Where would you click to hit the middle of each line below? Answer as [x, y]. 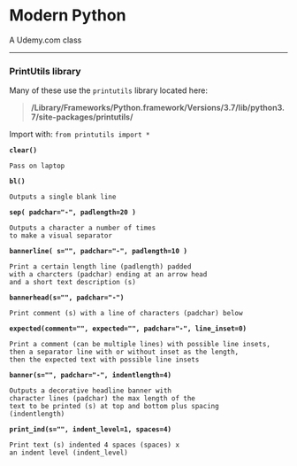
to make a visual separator [61, 236]
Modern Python [68, 16]
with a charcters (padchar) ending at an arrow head [108, 275]
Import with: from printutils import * [80, 135]
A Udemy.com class [46, 40]
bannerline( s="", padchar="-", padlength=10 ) [99, 252]
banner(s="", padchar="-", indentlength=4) [91, 376]
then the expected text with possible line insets [104, 360]
